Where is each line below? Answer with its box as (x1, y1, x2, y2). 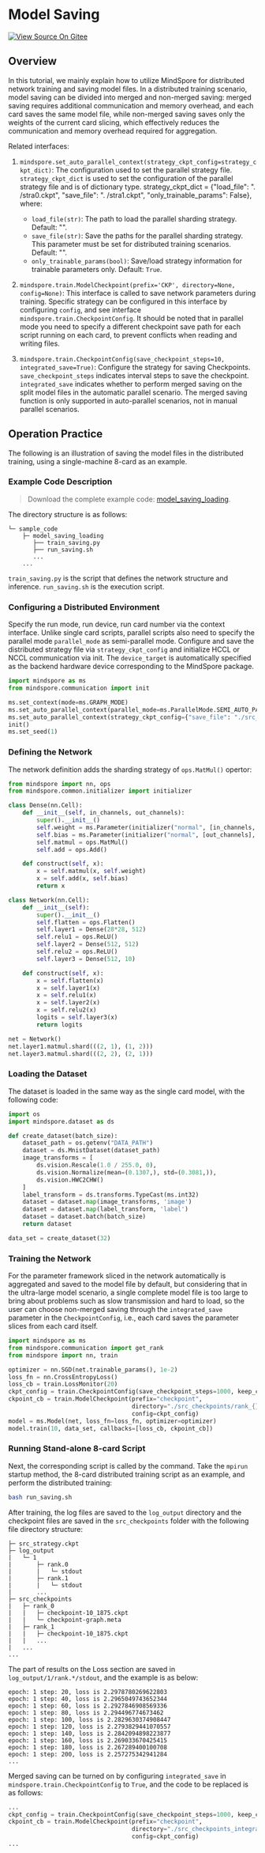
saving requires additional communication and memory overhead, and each (8, 100, 254, 110)
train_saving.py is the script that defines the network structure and (8, 573, 229, 583)
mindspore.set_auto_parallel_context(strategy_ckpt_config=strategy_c (19, 158, 257, 166)
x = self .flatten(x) (36, 977, 104, 985)
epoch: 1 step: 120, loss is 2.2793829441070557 (8, 1723, 171, 1730)
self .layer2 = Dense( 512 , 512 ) (36, 940, 140, 948)
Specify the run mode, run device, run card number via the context (8, 619, 226, 630)
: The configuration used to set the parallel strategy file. (51, 165, 233, 175)
